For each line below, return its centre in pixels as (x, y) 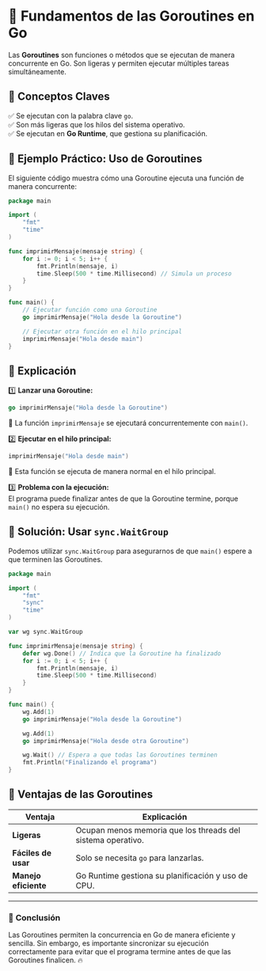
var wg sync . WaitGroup (46, 632)
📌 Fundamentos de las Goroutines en (131, 16)
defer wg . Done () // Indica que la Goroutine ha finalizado (122, 653)
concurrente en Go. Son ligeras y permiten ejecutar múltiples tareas (119, 63)
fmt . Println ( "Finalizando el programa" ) (90, 763)
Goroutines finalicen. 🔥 (46, 960)
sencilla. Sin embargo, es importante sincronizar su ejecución (108, 943)
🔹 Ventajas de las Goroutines (81, 795)
